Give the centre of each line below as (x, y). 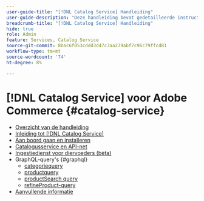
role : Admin (21, 35)
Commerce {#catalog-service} (86, 110)
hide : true (20, 29)
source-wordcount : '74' (36, 57)
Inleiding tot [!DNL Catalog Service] (59, 134)
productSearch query (51, 179)
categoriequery (43, 166)
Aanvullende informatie (44, 192)
